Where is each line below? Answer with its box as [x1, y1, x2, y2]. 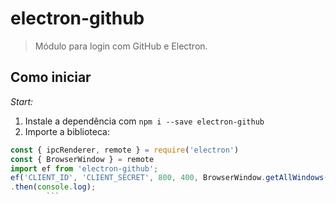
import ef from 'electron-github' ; [10, 163, 159, 174]
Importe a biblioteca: [24, 125, 110, 137]
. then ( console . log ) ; [10, 182, 97, 192]
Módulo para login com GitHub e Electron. [34, 40, 208, 52]
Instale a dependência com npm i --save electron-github [24, 115, 265, 127]
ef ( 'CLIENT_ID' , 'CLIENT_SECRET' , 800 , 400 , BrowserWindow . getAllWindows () [10, 173, 333, 183]
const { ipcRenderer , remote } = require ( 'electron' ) [10, 145, 240, 155]
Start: [10, 95, 34, 107]
